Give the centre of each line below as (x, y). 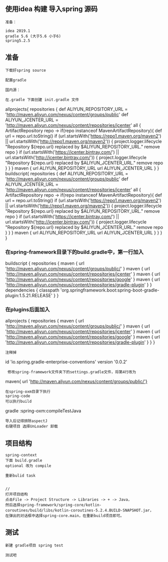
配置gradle (16, 80)
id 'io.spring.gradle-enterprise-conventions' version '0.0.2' (66, 362)
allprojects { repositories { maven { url (45, 321)
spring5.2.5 (18, 40)
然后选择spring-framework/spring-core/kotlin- (53, 505)
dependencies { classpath (32, 290)
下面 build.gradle (24, 461)
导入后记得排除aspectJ (26, 421)
